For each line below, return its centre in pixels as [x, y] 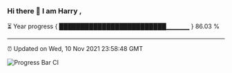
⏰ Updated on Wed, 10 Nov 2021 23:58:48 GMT [75, 49]
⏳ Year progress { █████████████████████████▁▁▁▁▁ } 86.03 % [113, 26]
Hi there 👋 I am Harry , [45, 11]
